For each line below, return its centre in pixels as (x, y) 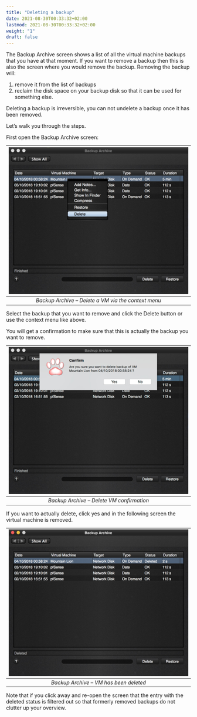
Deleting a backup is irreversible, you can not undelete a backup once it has (98, 108)
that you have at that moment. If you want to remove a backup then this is (95, 61)
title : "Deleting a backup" (40, 12)
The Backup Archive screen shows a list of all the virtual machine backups (96, 55)
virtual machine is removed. (40, 519)
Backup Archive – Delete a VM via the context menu (98, 300)
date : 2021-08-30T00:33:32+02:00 (47, 18)
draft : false (22, 37)
